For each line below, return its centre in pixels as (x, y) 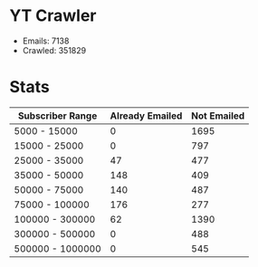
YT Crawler (53, 16)
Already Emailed (146, 116)
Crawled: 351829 (54, 50)
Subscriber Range (57, 116)
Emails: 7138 (46, 41)
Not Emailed (218, 116)
